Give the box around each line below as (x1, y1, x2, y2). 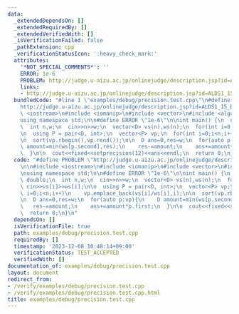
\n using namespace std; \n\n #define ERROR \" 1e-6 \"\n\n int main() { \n (20, 169, 231, 177)
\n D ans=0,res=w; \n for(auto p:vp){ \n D (20, 196, 161, 203)
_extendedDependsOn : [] (14, 17, 84, 24)
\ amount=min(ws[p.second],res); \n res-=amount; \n (20, 143, 183, 151)
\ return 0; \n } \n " (20, 210, 78, 217)
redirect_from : (7, 275, 53, 283)
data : (7, 10, 23, 18)
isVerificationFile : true (14, 223, 91, 230)
